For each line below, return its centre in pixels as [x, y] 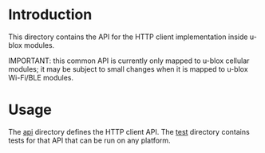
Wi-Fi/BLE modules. [41, 77]
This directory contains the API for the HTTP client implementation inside [128, 37]
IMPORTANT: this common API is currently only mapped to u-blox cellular [129, 61]
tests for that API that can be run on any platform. [89, 140]
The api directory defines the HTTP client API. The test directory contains [129, 131]
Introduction [50, 15]
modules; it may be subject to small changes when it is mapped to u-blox [129, 69]
